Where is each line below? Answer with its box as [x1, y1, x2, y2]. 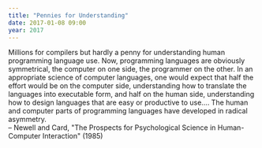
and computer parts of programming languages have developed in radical [8, 106, 249, 116]
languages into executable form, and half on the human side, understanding [8, 90, 255, 99]
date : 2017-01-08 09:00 [8, 19, 87, 27]
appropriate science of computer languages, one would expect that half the [8, 72, 254, 83]
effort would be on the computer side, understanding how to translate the [8, 81, 247, 91]
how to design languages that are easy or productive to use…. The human [8, 98, 249, 107]
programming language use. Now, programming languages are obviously [8, 56, 245, 65]
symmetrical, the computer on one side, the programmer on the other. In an [8, 65, 253, 74]
